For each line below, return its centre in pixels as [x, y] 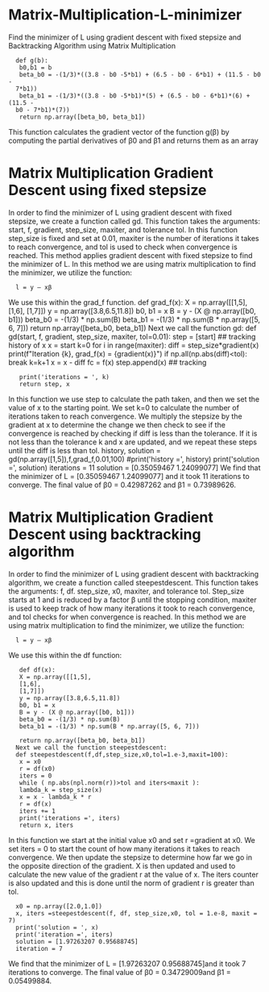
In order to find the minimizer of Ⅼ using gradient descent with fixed [120, 212]
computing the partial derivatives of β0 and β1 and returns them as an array [134, 140]
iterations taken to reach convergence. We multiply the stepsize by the [126, 416]
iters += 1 [37, 811]
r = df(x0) [37, 769]
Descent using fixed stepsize [108, 190]
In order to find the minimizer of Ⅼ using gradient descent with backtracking [134, 573]
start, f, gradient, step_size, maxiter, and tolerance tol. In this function [123, 229]
